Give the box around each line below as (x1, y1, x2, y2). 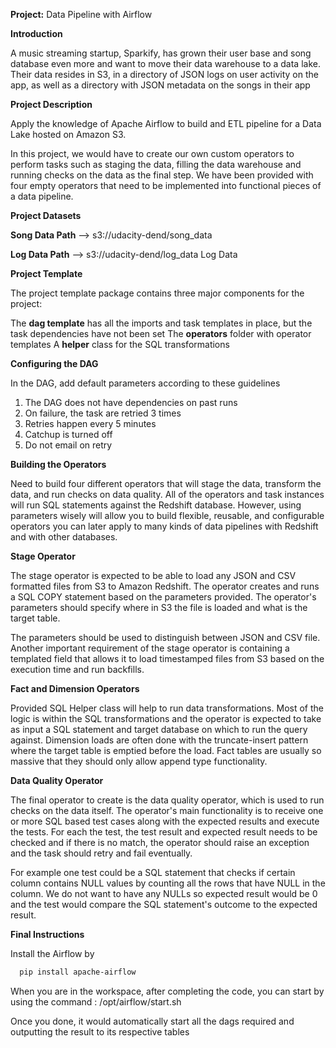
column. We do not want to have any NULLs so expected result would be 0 (10, 888, 318, 899)
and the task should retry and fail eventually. (10, 847, 193, 859)
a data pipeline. (10, 190, 74, 202)
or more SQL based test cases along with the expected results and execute (10, 815, 320, 827)
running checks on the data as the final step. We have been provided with (10, 169, 314, 181)
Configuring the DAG (10, 358, 99, 369)
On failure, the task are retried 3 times (24, 407, 182, 419)
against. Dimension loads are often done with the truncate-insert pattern (10, 734, 309, 746)
